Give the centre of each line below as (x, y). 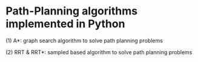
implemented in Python (65, 24)
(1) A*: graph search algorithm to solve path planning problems (84, 40)
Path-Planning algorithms (71, 11)
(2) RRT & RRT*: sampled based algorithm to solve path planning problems (99, 52)
